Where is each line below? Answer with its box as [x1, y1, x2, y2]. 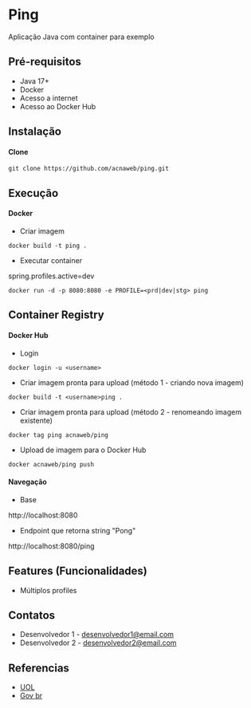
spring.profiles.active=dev [8, 271, 95, 281]
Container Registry [8, 309, 105, 322]
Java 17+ [19, 76, 49, 85]
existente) [19, 415, 53, 425]
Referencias [8, 661, 70, 675]
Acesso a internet [19, 93, 78, 103]
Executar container [19, 255, 82, 265]
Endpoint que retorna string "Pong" [19, 525, 136, 535]
